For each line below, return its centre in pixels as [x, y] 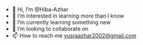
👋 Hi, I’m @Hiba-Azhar [40, 9]
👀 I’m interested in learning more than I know [68, 16]
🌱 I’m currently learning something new [61, 22]
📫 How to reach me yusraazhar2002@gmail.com [74, 36]
